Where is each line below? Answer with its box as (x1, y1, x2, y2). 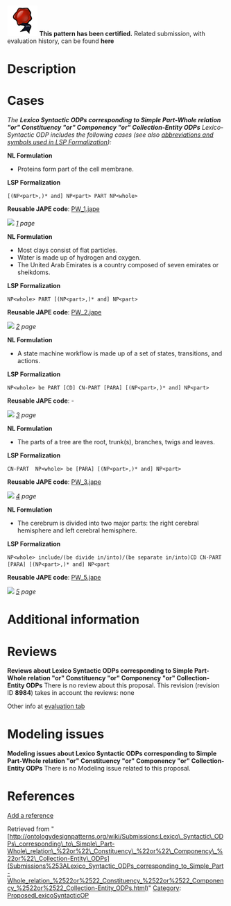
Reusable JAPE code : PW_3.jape (7, 478, 102, 486)
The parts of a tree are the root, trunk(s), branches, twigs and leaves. (17, 438, 215, 446)
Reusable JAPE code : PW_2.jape (7, 308, 102, 317)
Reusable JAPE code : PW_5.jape (7, 573, 101, 582)
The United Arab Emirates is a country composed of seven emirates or (17, 261, 219, 269)
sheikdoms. (17, 268, 51, 276)
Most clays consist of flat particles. (17, 246, 118, 255)
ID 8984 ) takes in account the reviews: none (7, 689, 135, 697)
